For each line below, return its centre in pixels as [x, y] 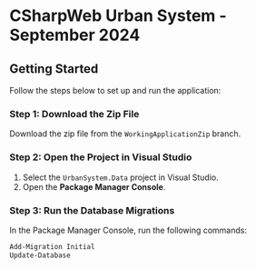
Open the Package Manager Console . [94, 186]
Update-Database [40, 255]
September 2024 [75, 35]
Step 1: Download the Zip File [74, 114]
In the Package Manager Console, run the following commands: [128, 230]
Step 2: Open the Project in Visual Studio [101, 157]
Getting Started [54, 69]
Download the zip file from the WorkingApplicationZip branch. [125, 134]
